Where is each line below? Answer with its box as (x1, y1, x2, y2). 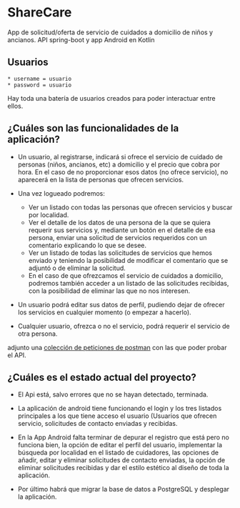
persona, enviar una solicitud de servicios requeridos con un (28, 233, 207, 241)
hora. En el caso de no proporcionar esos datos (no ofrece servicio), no (17, 167, 229, 176)
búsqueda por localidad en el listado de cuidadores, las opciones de (17, 448, 219, 457)
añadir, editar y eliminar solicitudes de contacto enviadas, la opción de (17, 456, 226, 464)
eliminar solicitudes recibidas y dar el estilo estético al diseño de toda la (17, 464, 230, 472)
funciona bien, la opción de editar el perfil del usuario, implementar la (17, 441, 223, 449)
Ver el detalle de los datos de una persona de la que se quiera (28, 218, 211, 226)
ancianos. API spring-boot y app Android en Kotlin (7, 35, 155, 44)
